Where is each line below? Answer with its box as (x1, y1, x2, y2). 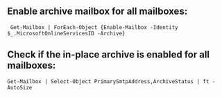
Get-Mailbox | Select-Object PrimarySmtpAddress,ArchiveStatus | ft (7, 78, 210, 85)
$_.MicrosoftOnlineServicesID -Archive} (7, 30, 126, 37)
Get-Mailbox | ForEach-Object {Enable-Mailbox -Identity (10, 24, 178, 30)
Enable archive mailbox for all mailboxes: (7, 6, 188, 17)
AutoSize (7, 84, 33, 91)
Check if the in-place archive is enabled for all (7, 48, 210, 61)
